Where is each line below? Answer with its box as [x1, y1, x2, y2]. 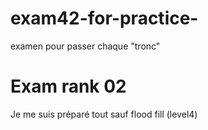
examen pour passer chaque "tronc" [10, 40, 161, 52]
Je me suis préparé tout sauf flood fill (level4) [10, 108, 198, 120]
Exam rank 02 [10, 75, 127, 98]
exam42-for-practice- [10, 7, 199, 30]
